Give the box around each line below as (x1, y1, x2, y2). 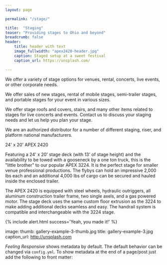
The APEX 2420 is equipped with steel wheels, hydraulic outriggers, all (5, 187, 151, 193)
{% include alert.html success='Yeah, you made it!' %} (5, 218, 118, 224)
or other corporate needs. (5, 81, 58, 88)
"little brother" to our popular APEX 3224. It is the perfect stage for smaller (5, 162, 159, 168)
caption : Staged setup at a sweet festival (14, 53, 106, 58)
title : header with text (14, 44, 66, 49)
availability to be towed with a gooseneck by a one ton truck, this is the (5, 156, 151, 163)
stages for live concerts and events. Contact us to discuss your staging (5, 111, 152, 118)
